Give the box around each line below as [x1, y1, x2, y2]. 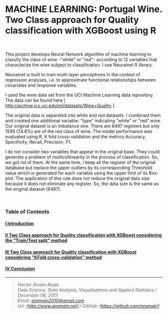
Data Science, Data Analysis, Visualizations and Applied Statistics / [17, 287, 157, 293]
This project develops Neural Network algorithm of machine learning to [5, 51, 151, 57]
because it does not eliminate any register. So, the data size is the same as [5, 181, 159, 187]
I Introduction [5, 221, 34, 227]
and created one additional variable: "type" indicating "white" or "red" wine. [5, 117, 161, 123]
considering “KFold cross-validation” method [5, 254, 102, 260]
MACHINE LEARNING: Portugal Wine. [5, 4, 162, 15]
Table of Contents [5, 208, 50, 215]
